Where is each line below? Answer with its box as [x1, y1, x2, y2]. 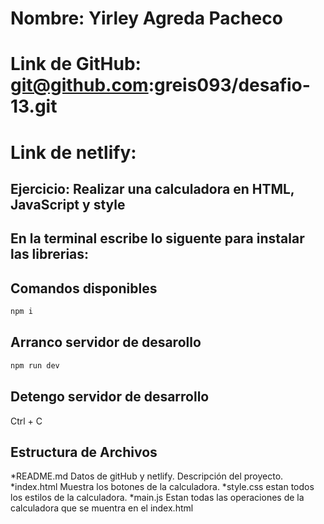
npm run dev [10, 360, 60, 371]
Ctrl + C [10, 415, 43, 427]
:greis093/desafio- [148, 74, 311, 97]
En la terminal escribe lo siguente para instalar [10, 230, 305, 247]
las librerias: [10, 246, 90, 263]
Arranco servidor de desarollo [10, 334, 202, 351]
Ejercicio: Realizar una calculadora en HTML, [10, 180, 295, 197]
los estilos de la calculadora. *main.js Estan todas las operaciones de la [10, 492, 305, 504]
